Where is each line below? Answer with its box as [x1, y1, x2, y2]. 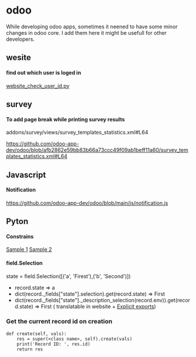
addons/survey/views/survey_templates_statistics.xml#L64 [6, 129, 148, 136]
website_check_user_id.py [6, 82, 70, 89]
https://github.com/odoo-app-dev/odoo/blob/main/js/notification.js [6, 199, 168, 206]
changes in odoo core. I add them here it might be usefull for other [6, 29, 167, 36]
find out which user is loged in [6, 69, 81, 76]
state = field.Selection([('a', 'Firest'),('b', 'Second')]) [6, 272, 131, 280]
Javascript [6, 170, 46, 180]
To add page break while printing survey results [6, 115, 125, 123]
